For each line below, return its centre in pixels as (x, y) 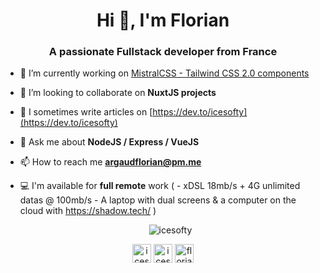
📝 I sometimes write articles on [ (86, 112)
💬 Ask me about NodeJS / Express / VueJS (109, 142)
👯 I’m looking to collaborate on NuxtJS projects (118, 93)
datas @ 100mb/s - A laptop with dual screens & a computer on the (158, 200)
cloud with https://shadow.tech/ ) (88, 211)
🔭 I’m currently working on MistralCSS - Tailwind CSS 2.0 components (164, 73)
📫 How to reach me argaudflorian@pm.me (110, 162)
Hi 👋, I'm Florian (163, 20)
